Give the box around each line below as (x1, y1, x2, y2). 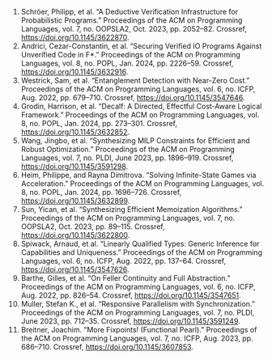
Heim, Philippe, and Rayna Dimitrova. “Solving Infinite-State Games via (20, 170, 257, 180)
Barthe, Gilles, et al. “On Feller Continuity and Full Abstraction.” (20, 273, 231, 282)
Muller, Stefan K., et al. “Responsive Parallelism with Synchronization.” (20, 299, 256, 308)
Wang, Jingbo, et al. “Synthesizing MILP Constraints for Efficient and (20, 136, 250, 145)
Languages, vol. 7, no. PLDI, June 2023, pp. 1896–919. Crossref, (20, 153, 234, 163)
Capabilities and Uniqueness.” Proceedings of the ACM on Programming (20, 248, 262, 257)
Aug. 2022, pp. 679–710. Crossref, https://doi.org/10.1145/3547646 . (20, 93, 245, 102)
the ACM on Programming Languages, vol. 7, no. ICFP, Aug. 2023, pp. (20, 333, 253, 343)
